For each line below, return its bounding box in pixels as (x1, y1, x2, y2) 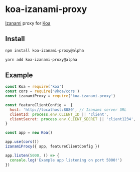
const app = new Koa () (5, 130, 53, 135)
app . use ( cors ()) (5, 139, 39, 144)
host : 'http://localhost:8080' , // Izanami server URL (10, 107, 127, 112)
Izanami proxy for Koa (5, 20, 51, 26)
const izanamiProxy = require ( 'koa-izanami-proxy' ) (5, 94, 115, 99)
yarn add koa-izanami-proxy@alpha (5, 57, 78, 62)
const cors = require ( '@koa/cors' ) (5, 89, 80, 94)
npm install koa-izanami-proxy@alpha (5, 48, 84, 53)
